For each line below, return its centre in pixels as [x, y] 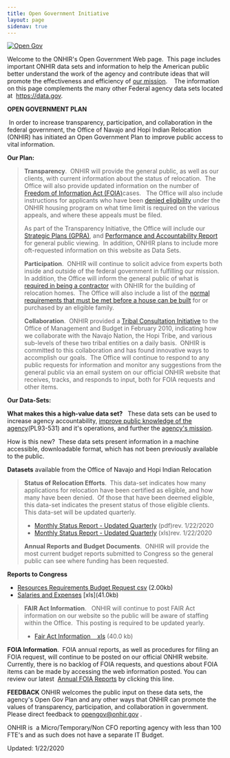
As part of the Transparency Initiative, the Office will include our [114, 229]
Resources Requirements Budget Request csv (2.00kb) [95, 588]
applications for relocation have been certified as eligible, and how [118, 491]
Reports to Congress [37, 574]
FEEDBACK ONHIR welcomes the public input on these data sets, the [105, 693]
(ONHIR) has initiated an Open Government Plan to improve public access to [115, 137]
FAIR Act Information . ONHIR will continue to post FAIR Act [109, 608]
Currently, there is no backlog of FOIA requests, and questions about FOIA [113, 664]
